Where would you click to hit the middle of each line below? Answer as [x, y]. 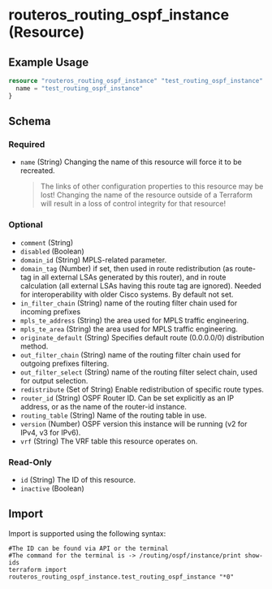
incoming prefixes [50, 311]
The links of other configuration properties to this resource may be [152, 186]
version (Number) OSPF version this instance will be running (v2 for [134, 423]
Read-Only [30, 462]
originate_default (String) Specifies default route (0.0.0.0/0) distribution [142, 337]
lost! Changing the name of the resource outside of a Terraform [147, 195]
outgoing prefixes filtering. [65, 363]
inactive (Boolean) [52, 488]
